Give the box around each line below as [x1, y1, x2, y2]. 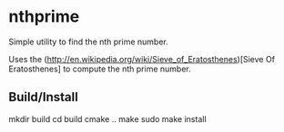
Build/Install [8, 90, 78, 105]
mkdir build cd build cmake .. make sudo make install [8, 113, 207, 124]
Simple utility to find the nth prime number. [8, 36, 169, 47]
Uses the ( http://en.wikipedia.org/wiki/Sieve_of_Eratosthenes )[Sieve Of [8, 53, 275, 64]
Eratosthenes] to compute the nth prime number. [8, 63, 192, 74]
